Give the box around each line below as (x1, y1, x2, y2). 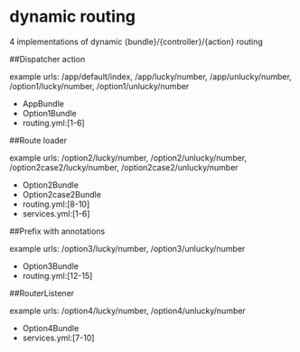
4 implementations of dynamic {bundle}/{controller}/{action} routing (9, 36, 264, 47)
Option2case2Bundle (22, 189, 102, 199)
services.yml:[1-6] (22, 208, 90, 218)
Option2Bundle (22, 179, 80, 190)
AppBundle (22, 97, 65, 109)
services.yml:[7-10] (22, 332, 95, 343)
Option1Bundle (22, 107, 77, 118)
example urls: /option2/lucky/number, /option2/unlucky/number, (9, 152, 248, 163)
